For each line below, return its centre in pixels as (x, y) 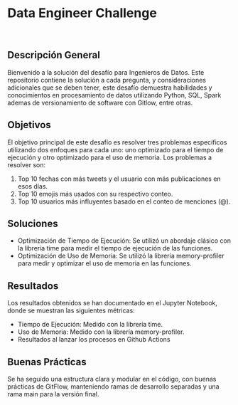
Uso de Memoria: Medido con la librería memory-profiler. (101, 332)
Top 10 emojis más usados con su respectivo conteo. (95, 194)
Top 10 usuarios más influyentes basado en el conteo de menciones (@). (124, 201)
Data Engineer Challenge (82, 13)
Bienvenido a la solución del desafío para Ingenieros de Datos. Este (106, 72)
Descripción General (54, 55)
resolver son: (27, 164)
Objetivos (29, 125)
